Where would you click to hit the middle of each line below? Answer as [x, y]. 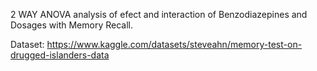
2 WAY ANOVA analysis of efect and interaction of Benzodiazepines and [159, 14]
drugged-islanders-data [60, 55]
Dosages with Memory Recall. [72, 25]
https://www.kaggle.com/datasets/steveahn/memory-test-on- [174, 44]
